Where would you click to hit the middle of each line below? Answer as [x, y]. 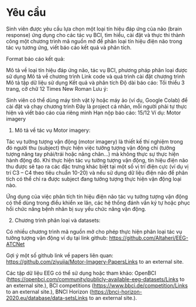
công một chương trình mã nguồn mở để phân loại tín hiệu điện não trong [94, 41]
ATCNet [16, 244]
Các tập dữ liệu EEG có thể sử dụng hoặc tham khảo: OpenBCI [81, 273]
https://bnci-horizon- [117, 291]
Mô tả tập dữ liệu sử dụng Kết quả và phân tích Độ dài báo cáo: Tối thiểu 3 [95, 83]
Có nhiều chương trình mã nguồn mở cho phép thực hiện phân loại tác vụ [94, 231]
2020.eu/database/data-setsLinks [47, 298]
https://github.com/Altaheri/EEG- [149, 238]
